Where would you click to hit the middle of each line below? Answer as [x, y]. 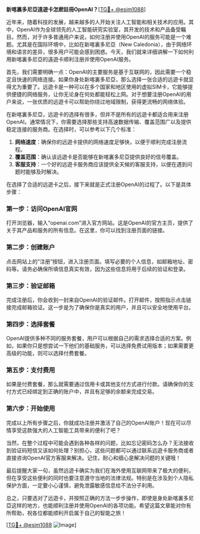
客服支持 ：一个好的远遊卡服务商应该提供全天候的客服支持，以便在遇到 [101, 164]
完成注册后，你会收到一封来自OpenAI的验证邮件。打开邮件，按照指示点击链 [99, 300]
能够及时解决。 [44, 172]
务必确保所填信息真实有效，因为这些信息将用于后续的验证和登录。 [107, 269]
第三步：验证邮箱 [31, 285]
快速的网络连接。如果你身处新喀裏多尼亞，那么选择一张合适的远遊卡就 [102, 79]
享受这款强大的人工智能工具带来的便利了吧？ [66, 430]
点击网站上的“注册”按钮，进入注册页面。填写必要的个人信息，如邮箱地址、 [97, 261]
